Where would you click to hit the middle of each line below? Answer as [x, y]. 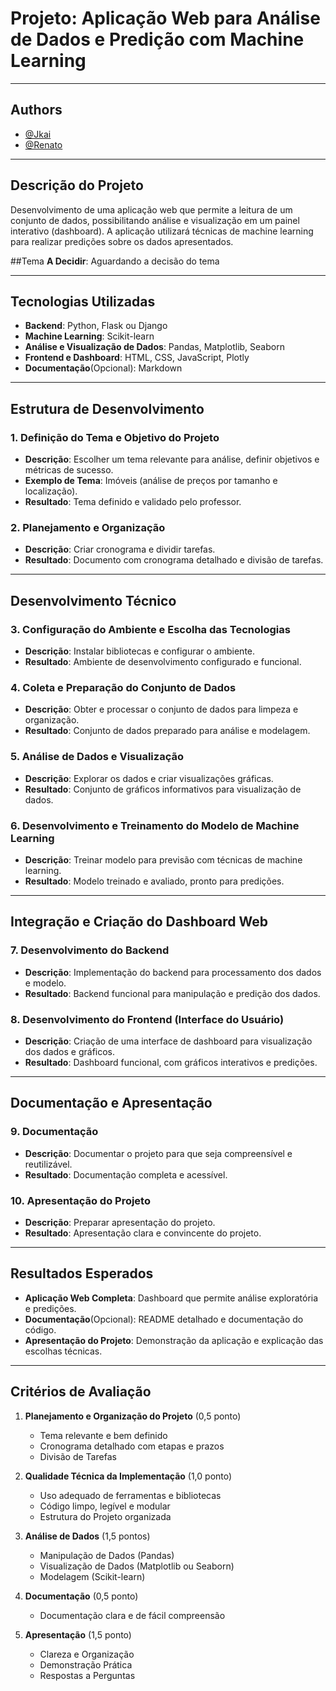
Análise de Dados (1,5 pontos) [87, 1536]
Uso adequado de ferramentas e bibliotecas [130, 1495]
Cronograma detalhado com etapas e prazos [132, 1446]
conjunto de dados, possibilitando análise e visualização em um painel [155, 220]
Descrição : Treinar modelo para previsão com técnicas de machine [163, 859]
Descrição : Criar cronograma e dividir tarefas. [120, 549]
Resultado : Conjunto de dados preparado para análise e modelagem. [167, 731]
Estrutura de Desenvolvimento [107, 408]
